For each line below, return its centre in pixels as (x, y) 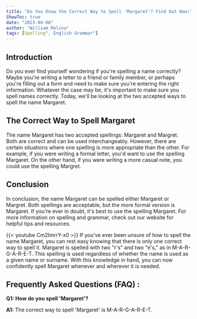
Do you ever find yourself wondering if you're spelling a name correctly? (94, 71)
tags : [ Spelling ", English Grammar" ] (52, 33)
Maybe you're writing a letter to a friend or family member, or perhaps (90, 77)
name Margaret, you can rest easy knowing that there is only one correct (94, 241)
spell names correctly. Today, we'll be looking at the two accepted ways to (96, 96)
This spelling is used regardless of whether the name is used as (111, 253)
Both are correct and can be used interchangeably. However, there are (91, 141)
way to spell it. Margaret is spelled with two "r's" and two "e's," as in (89, 247)
